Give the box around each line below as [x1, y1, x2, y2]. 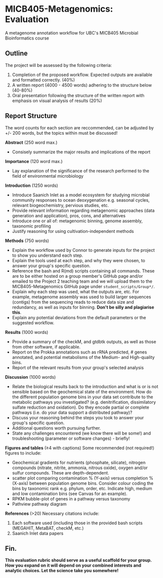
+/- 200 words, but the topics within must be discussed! [5, 130, 118, 136]
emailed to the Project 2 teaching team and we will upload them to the [12, 278, 152, 284]
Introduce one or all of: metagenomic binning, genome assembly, [12, 218, 143, 224]
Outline [5, 49, 28, 58]
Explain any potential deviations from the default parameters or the [12, 314, 146, 320]
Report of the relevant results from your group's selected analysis [12, 365, 144, 371]
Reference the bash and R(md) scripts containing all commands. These [12, 268, 155, 274]
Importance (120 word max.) [5, 158, 63, 164]
